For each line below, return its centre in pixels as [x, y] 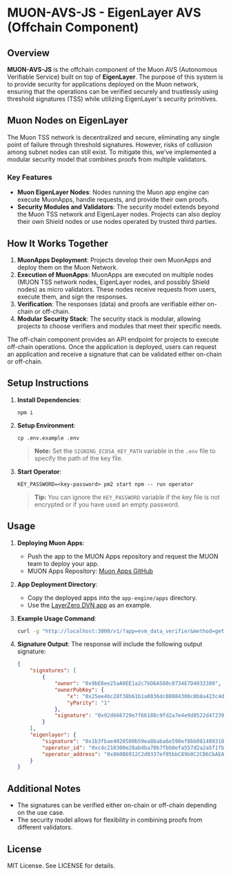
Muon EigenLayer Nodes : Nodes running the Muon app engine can [113, 192]
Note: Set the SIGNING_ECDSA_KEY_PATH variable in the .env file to [125, 451]
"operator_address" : [72, 754]
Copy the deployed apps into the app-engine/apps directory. [112, 598]
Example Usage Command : [57, 618]
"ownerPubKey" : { [79, 690]
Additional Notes [44, 788]
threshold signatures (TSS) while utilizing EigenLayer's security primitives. [113, 99]
